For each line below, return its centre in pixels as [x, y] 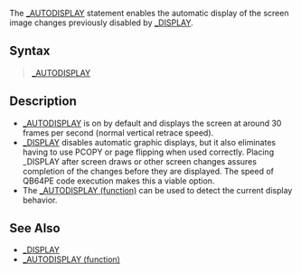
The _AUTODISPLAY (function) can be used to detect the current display [157, 190]
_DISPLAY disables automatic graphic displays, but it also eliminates [149, 142]
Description [43, 102]
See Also [35, 228]
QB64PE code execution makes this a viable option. [118, 181]
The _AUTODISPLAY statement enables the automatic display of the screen [149, 13]
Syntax [30, 51]
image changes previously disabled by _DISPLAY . [101, 23]
